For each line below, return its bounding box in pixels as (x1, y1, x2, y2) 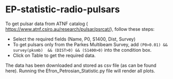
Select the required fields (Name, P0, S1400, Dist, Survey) (12, 36, 136, 42)
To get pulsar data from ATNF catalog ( (5, 21, 89, 27)
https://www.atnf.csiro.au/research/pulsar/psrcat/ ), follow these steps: (5, 26, 155, 32)
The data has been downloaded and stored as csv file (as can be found (5, 62, 157, 68)
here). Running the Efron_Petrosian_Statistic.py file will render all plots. (5, 68, 155, 74)
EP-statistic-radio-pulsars (5, 4, 120, 15)
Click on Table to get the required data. (12, 52, 96, 58)
